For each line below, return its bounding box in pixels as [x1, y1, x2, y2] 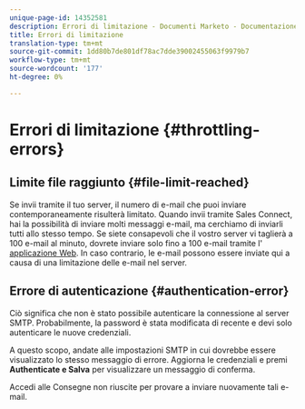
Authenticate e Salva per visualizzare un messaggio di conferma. [9, 364, 256, 374]
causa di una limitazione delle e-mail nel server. [9, 256, 188, 268]
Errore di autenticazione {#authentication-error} [9, 284, 290, 299]
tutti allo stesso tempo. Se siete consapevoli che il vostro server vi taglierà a [9, 228, 293, 239]
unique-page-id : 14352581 [9, 13, 107, 23]
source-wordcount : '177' [9, 65, 103, 74]
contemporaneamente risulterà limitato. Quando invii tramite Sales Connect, [9, 208, 293, 219]
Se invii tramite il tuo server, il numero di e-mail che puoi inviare [9, 199, 247, 210]
